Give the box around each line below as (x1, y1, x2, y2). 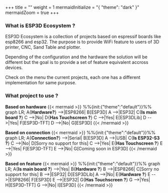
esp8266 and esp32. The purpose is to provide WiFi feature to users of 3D (5, 39, 159, 45)
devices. (5, 65, 23, 71)
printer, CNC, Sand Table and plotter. (5, 44, 81, 50)
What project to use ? (5, 92, 59, 100)
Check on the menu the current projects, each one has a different (5, 74, 140, 80)
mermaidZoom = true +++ (5, 10, 59, 16)
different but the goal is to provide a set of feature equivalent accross (5, 59, 149, 65)
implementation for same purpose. (5, 80, 77, 86)
